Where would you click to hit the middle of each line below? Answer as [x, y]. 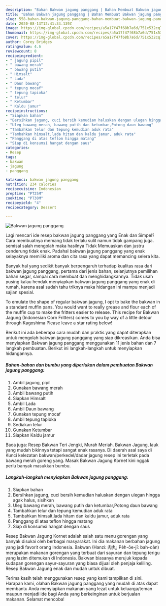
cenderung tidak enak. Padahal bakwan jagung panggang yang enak [75, 251]
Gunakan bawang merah [38, 388]
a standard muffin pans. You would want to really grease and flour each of [81, 307]
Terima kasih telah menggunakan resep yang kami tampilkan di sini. [74, 578]
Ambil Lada [24, 404]
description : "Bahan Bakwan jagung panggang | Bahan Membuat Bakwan [77, 10]
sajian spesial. [20, 292]
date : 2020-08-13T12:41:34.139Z [39, 24]
